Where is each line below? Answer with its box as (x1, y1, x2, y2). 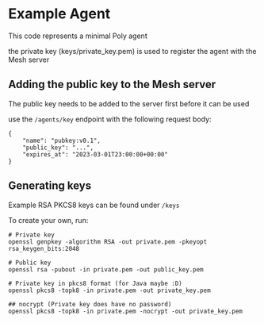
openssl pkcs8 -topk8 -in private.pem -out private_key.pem (8, 286, 212, 294)
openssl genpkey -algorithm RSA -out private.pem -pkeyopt (8, 237, 208, 246)
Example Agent (8, 5, 111, 23)
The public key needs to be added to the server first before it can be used (8, 98, 250, 108)
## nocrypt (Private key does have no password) (8, 300, 172, 308)
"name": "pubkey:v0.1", (22, 137, 101, 144)
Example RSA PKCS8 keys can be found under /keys (8, 200, 180, 210)
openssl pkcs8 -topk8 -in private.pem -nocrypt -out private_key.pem (8, 307, 243, 315)
